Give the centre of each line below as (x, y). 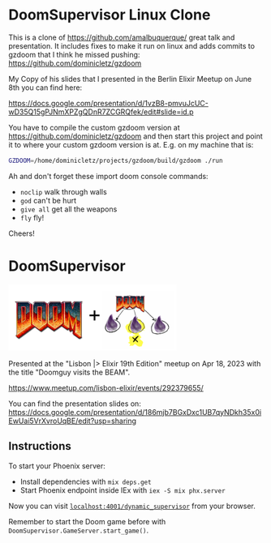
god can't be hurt (48, 200)
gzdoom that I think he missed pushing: (74, 54)
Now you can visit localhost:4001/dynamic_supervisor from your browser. (132, 506)
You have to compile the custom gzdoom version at (94, 127)
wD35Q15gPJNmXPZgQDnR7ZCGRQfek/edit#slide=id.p (101, 112)
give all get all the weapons (69, 209)
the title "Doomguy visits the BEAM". (69, 372)
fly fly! (32, 217)
